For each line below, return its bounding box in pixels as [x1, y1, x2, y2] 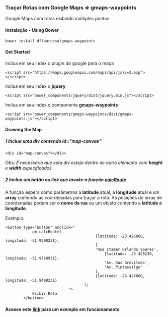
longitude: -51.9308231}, [5, 238, 59, 243]
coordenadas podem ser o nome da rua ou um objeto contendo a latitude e [5, 200, 162, 206]
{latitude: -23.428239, [104, 251, 154, 256]
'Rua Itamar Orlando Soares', [95, 247, 158, 252]
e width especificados [5, 165, 52, 171]
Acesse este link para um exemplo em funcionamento [5, 306, 120, 312]
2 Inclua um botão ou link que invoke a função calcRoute [5, 176, 127, 183]
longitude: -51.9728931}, [5, 256, 59, 261]
